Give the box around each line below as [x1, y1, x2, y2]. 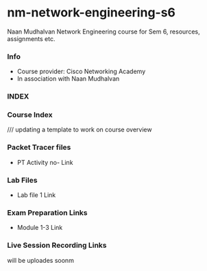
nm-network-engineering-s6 [7, 5, 176, 21]
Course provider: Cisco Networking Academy [16, 67, 146, 76]
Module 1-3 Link [16, 224, 63, 232]
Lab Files [7, 175, 38, 185]
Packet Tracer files [7, 142, 71, 152]
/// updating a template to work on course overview [7, 125, 152, 134]
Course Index [7, 110, 53, 120]
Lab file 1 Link [16, 191, 56, 199]
